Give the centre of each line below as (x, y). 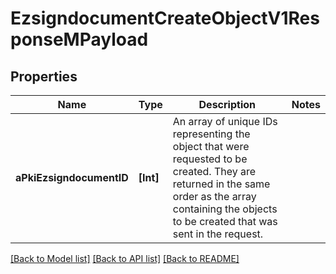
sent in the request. (218, 234)
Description (227, 104)
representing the (211, 134)
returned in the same (221, 184)
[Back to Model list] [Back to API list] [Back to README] (125, 258)
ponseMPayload (79, 39)
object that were (211, 146)
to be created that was (225, 221)
